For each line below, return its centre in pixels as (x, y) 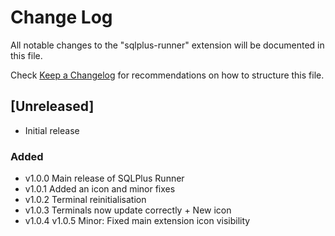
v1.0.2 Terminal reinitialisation (85, 200)
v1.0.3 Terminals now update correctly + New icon (128, 210)
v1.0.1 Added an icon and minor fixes (100, 189)
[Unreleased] (52, 106)
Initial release (52, 130)
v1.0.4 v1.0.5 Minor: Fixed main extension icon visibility (137, 221)
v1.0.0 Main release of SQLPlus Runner (104, 178)
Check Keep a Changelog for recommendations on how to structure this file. (167, 75)
